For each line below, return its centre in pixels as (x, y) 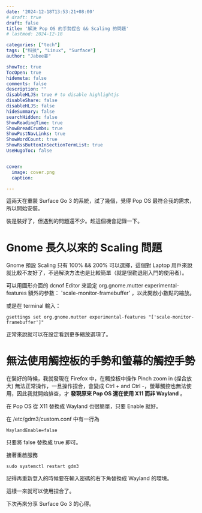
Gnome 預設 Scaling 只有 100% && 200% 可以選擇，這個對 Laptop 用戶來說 (100, 265)
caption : (22, 178)
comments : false (26, 84)
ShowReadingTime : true (34, 123)
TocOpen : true (24, 73)
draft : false (22, 23)
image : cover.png (33, 172)
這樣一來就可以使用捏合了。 (40, 491)
